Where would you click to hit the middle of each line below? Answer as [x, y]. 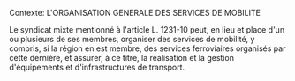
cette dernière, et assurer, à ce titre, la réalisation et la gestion [121, 58]
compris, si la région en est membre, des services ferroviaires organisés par [147, 48]
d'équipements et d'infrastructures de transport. [97, 67]
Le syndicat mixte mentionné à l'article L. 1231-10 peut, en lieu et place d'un [147, 29]
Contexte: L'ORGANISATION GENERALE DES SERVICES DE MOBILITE [135, 13]
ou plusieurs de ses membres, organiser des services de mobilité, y [132, 39]
